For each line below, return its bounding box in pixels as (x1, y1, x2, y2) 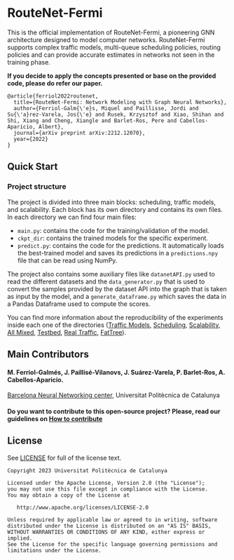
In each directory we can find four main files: (7, 213, 137, 221)
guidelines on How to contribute (7, 414, 103, 422)
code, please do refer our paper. (7, 79, 103, 87)
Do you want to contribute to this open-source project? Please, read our (7, 407, 221, 415)
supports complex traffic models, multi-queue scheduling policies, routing (7, 43, 221, 51)
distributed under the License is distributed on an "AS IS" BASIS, (7, 522, 212, 529)
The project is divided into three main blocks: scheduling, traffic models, (7, 198, 216, 206)
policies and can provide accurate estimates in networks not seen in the (7, 51, 215, 59)
